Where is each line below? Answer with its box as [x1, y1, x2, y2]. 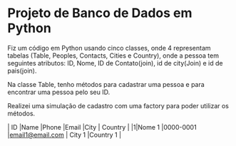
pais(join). [7, 66, 37, 75]
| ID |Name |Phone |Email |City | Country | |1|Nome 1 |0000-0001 [7, 122, 197, 131]
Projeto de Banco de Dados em [7, 5, 193, 21]
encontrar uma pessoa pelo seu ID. [7, 88, 111, 96]
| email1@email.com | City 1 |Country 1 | [7, 130, 122, 139]
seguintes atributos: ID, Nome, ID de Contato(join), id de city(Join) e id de [7, 58, 223, 67]
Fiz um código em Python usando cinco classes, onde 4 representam [7, 43, 212, 52]
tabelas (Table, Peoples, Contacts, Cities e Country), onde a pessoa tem [7, 51, 220, 60]
